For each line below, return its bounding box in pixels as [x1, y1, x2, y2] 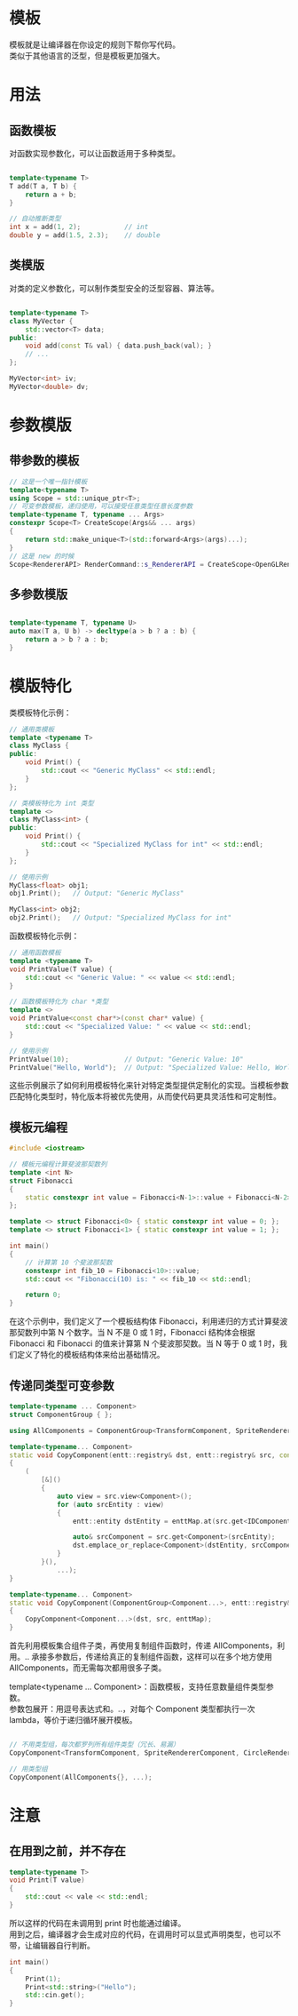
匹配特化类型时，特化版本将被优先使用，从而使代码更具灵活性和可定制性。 [9, 1091, 281, 1102]
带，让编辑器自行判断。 [9, 1940, 95, 1950]
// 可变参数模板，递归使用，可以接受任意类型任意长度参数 [9, 502, 193, 511]
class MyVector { [9, 316, 74, 325]
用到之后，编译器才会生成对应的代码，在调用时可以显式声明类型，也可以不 [9, 1929, 281, 1940]
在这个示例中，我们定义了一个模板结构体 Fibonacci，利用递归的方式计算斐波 [9, 1316, 288, 1327]
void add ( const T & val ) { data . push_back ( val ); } [25, 341, 213, 351]
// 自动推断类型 [9, 214, 61, 223]
